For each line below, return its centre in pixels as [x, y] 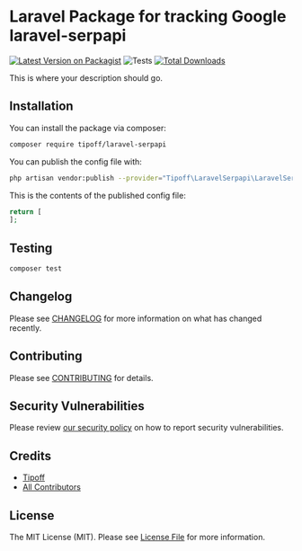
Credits [31, 456]
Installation [41, 107]
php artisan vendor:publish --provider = [86, 178]
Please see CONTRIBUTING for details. [82, 378]
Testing [31, 248]
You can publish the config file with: [75, 161]
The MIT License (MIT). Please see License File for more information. [137, 537]
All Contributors [51, 487]
